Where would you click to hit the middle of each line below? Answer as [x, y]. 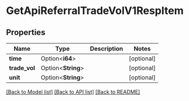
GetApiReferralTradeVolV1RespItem [95, 11]
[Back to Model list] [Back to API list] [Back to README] [73, 92]
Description [106, 49]
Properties [26, 32]
